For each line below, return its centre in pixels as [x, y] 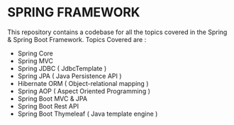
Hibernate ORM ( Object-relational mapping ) [83, 83]
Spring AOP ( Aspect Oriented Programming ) [84, 91]
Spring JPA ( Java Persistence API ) [69, 76]
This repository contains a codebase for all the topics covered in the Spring [117, 32]
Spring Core [35, 53]
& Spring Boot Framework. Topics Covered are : [77, 39]
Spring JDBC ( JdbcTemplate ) [62, 68]
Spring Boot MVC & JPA [52, 98]
